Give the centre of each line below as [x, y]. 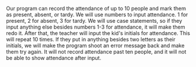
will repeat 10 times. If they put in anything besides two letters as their [91, 39]
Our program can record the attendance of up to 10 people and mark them [96, 8]
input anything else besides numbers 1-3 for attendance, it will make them [96, 27]
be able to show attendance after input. [54, 58]
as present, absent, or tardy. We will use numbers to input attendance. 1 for [97, 15]
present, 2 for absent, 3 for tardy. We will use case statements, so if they [94, 21]
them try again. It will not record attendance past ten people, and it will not [96, 52]
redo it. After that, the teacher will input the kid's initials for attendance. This [98, 33]
